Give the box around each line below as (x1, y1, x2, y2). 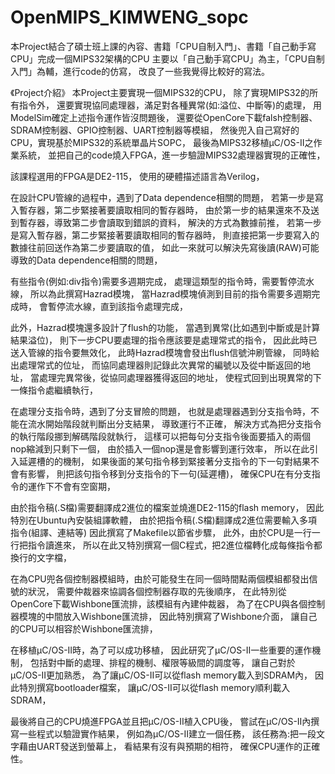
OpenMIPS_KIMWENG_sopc (10, 6, 249, 29)
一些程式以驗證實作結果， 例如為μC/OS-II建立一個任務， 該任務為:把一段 (18, 727, 317, 740)
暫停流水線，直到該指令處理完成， (47, 300, 188, 312)
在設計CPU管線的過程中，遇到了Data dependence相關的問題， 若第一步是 (10, 191, 315, 203)
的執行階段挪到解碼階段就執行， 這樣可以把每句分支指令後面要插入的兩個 (10, 430, 311, 442)
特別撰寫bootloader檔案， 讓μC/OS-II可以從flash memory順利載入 (18, 681, 291, 693)
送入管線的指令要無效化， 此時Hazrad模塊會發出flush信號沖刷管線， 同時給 (10, 346, 320, 358)
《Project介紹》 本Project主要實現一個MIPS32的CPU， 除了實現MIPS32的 (10, 86, 310, 98)
